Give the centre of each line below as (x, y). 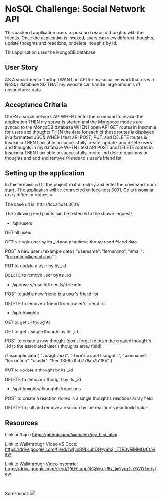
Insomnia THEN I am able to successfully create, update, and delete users (79, 142)
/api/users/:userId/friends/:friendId (47, 285)
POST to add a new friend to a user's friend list (52, 294)
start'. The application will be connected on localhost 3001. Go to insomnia (79, 190)
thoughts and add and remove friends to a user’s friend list (63, 158)
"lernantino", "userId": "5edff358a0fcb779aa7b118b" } (59, 361)
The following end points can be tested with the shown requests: (70, 214)
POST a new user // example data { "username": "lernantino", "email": (74, 251)
